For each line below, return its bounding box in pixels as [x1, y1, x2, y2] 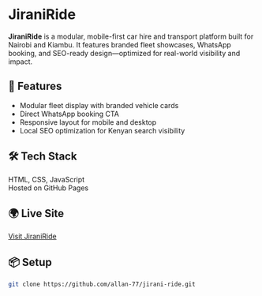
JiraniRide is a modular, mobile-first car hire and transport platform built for [8, 32, 254, 41]
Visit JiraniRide [8, 231, 57, 242]
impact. [8, 57, 33, 66]
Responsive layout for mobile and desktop [19, 117, 157, 127]
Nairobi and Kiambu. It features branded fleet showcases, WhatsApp [8, 39, 231, 49]
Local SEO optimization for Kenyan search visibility [19, 126, 185, 135]
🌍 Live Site [8, 207, 65, 220]
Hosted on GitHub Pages [8, 183, 89, 193]
